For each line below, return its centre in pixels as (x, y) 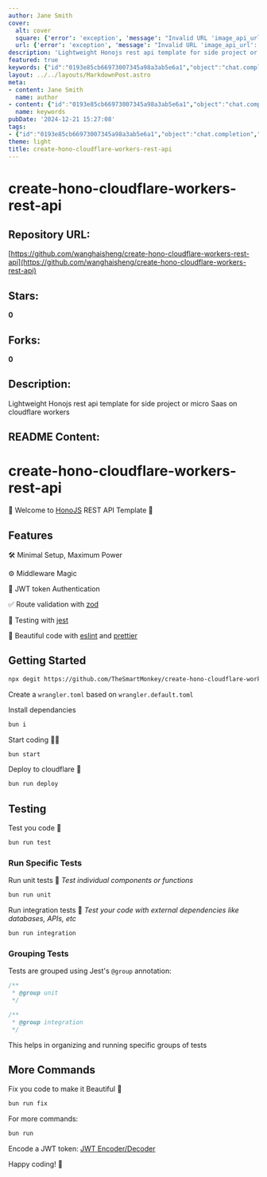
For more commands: (43, 1119)
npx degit (25, 679)
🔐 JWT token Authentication (54, 588)
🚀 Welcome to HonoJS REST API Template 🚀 (81, 510)
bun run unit (30, 895)
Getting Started (47, 661)
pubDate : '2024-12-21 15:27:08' (62, 120)
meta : (17, 82)
